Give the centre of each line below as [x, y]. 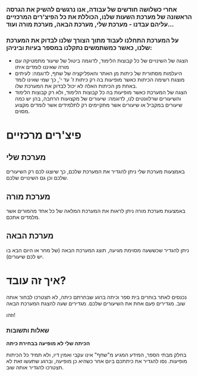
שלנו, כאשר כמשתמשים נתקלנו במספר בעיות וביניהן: [79, 48]
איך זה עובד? [36, 281]
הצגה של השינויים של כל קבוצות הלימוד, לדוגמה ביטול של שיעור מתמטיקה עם [101, 61]
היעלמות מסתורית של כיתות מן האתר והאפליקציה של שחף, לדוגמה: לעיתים [98, 73]
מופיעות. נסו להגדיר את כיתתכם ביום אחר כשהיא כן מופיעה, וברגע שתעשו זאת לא [97, 361]
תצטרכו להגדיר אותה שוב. [35, 368]
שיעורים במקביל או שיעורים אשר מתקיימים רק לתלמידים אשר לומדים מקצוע [98, 105]
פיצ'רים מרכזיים [44, 135]
